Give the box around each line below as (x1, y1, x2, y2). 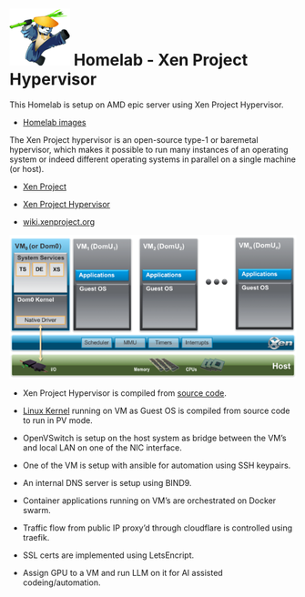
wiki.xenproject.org (22, 216, 96, 227)
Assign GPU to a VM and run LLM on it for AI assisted (22, 567, 223, 578)
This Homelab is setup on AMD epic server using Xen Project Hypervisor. (9, 99, 284, 110)
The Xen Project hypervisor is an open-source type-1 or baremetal (9, 134, 259, 145)
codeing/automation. (22, 577, 101, 588)
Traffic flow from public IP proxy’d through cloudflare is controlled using (22, 522, 293, 533)
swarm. (22, 504, 52, 515)
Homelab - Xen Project (73, 50, 249, 71)
